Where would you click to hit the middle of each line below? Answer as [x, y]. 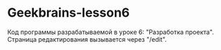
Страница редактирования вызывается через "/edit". [87, 39]
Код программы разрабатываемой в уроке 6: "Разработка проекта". [111, 32]
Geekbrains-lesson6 [69, 13]
